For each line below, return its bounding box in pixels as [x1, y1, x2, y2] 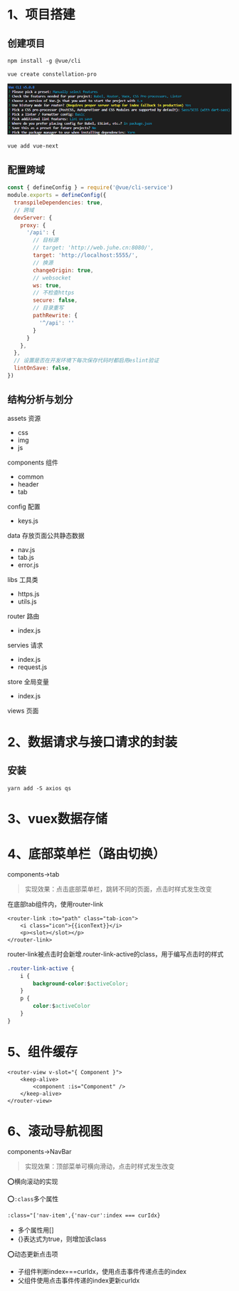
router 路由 [7, 611, 40, 621]
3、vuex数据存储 [7, 810, 108, 827]
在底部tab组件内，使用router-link [7, 899, 104, 908]
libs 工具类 [7, 575, 38, 583]
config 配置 [7, 502, 41, 511]
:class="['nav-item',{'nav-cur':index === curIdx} [7, 1212, 161, 1219]
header [17, 479, 39, 489]
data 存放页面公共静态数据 [7, 531, 85, 539]
